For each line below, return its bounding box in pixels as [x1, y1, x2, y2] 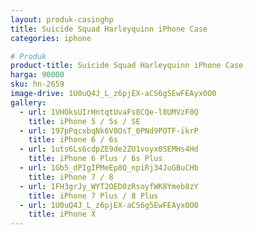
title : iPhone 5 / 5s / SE [28, 116, 141, 126]
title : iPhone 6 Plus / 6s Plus [28, 154, 163, 164]
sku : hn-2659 [10, 79, 65, 90]
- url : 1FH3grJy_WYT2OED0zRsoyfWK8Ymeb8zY [19, 181, 199, 191]
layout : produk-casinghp [10, 14, 114, 25]
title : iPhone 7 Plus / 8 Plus [28, 191, 159, 201]
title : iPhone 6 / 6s [28, 135, 118, 145]
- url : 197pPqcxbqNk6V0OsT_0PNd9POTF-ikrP [19, 126, 199, 136]
